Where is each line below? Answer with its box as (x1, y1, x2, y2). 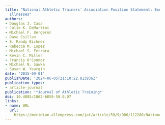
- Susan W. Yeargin (5, 67, 45, 72)
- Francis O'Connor (5, 58, 45, 62)
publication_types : (5, 80, 45, 85)
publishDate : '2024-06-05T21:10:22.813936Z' (5, 76, 98, 81)
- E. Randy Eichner (5, 39, 45, 44)
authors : (5, 16, 23, 21)
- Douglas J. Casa (5, 21, 43, 26)
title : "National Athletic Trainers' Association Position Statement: (5, 7, 153, 12)
